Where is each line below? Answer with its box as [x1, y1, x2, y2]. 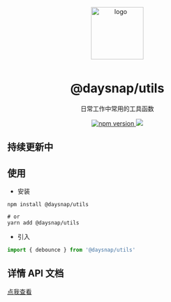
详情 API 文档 [7, 268, 64, 280]
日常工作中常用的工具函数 [80, 104, 154, 113]
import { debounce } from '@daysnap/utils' [7, 247, 136, 254]
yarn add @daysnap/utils [7, 220, 80, 226]
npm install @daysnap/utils [7, 201, 89, 208]
